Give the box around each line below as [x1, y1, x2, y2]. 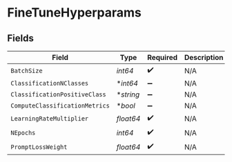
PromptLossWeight [10, 143, 68, 151]
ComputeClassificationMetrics [10, 102, 110, 110]
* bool [116, 101, 136, 110]
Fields [7, 32, 35, 44]
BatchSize [10, 67, 43, 74]
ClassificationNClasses [10, 79, 89, 87]
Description [184, 53, 224, 62]
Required [147, 53, 178, 62]
